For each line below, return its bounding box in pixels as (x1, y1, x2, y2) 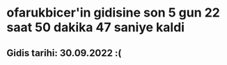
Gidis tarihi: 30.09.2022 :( (6, 47, 122, 59)
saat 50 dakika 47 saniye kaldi (6, 19, 185, 35)
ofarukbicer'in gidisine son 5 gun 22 (6, 5, 220, 21)
